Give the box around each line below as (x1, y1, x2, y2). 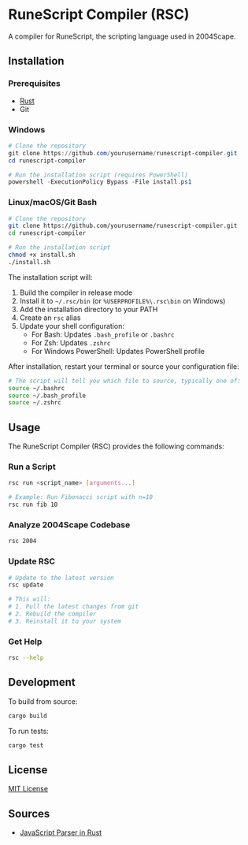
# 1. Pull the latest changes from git (8, 603, 139, 611)
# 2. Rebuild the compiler (8, 610, 97, 618)
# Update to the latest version (8, 574, 114, 582)
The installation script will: (8, 272, 93, 281)
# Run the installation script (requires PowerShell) (8, 171, 189, 179)
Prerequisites (8, 78, 61, 89)
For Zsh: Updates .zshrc (31, 337, 111, 348)
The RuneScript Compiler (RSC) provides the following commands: (8, 441, 224, 451)
